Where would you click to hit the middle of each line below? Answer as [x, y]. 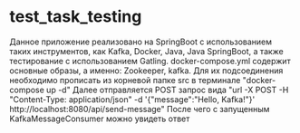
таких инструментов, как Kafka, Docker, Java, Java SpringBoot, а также [146, 51]
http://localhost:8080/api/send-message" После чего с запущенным [140, 109]
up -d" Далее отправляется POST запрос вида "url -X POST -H [168, 90]
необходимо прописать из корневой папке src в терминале [125, 80]
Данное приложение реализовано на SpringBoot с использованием [140, 42]
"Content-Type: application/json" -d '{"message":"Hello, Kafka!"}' [132, 99]
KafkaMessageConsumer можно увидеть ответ [100, 119]
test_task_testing [76, 17]
